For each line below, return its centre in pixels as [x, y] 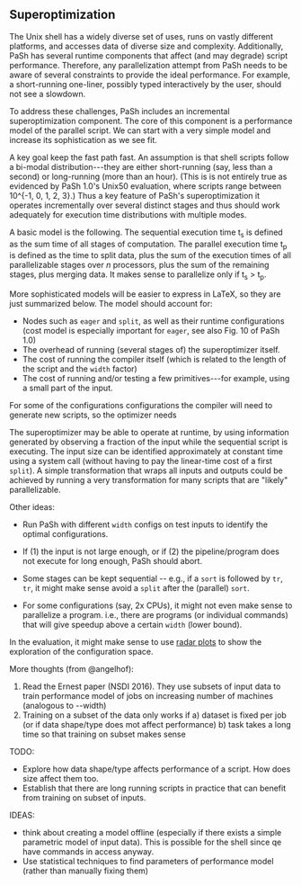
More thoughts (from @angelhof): [72, 669]
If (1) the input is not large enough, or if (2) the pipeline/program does [151, 551]
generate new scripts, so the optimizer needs [93, 415]
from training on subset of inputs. [84, 798]
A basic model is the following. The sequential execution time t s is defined [146, 233]
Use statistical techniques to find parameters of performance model [148, 862]
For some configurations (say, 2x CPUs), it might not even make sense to [157, 605]
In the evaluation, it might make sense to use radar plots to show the [136, 642]
